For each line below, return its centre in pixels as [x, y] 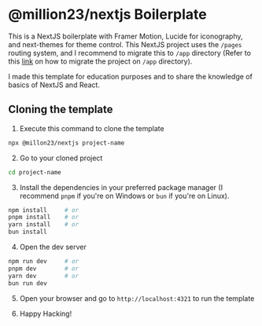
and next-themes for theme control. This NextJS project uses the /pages [125, 44]
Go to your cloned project [61, 158]
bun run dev [28, 283]
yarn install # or [44, 225]
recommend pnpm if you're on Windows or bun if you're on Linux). [124, 196]
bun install [28, 232]
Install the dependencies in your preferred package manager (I [121, 187]
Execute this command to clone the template [92, 128]
